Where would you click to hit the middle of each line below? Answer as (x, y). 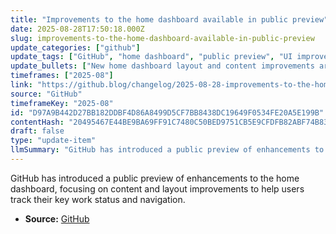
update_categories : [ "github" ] (75, 47)
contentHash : (37, 122)
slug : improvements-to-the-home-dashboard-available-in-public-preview (162, 38)
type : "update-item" (53, 141)
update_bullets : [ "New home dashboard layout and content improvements (162, 66)
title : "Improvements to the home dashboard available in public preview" (169, 19)
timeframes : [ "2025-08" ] (62, 76)
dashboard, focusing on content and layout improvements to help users (157, 188)
